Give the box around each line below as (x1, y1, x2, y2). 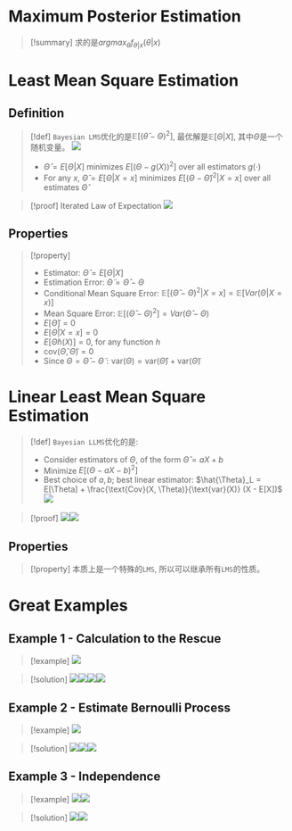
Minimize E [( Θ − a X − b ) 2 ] (43, 463, 139, 476)
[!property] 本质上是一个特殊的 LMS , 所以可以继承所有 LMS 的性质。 (29, 564, 264, 575)
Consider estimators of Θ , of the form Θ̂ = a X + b (43, 453, 224, 465)
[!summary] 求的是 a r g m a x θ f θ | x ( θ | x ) (29, 37, 161, 50)
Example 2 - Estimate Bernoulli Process (8, 700, 231, 715)
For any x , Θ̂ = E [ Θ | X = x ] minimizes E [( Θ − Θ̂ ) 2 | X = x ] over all (43, 171, 272, 183)
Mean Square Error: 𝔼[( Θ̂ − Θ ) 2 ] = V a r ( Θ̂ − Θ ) (43, 306, 210, 319)
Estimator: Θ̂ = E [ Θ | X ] (43, 267, 124, 278)
